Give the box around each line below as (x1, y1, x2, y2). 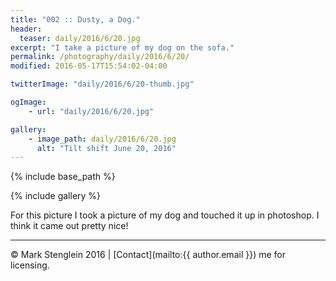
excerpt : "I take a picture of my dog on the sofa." (10, 42, 235, 53)
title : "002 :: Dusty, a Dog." (10, 14, 141, 25)
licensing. (10, 259, 50, 271)
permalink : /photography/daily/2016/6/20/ (10, 52, 190, 62)
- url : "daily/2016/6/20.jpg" (28, 106, 155, 116)
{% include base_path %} (10, 171, 116, 183)
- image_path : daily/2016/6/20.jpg (28, 134, 177, 144)
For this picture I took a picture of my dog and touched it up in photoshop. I (10, 209, 320, 221)
